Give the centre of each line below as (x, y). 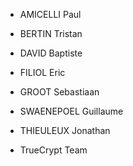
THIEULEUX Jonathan (65, 130)
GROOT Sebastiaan (59, 92)
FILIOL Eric (42, 72)
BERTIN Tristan (51, 33)
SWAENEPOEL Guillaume (71, 111)
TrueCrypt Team (53, 150)
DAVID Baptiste (51, 53)
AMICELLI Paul (50, 14)
